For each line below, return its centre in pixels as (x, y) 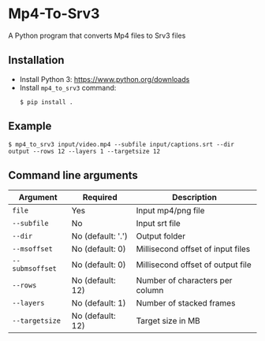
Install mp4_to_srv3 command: (68, 87)
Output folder (161, 236)
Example (30, 126)
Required (100, 198)
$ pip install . (46, 102)
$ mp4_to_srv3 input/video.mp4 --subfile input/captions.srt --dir (121, 144)
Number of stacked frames (186, 303)
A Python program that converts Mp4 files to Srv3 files (97, 35)
